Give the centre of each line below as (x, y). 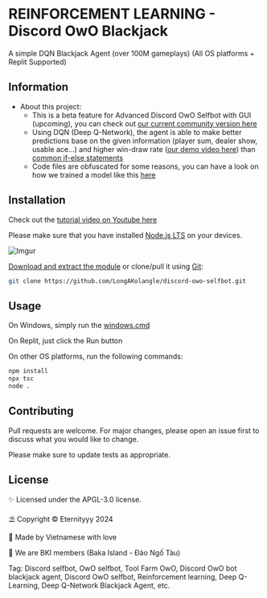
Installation (37, 201)
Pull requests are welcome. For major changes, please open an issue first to (134, 430)
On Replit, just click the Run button (66, 341)
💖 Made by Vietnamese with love (63, 537)
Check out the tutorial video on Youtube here (83, 219)
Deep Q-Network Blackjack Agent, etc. (106, 585)
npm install (28, 371)
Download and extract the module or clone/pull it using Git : (106, 266)
